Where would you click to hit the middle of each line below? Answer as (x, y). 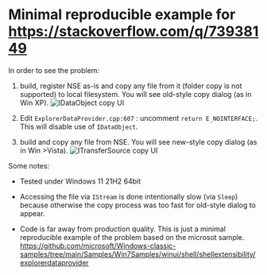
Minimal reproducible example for (122, 15)
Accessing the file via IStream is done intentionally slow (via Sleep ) (129, 196)
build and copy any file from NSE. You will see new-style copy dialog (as (138, 141)
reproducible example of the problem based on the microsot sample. (132, 237)
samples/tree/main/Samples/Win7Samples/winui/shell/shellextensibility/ (137, 254)
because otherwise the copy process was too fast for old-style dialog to (138, 205)
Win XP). (34, 103)
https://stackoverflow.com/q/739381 (133, 31)
